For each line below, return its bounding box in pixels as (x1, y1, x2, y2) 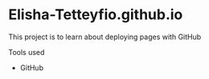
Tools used (8, 47, 45, 57)
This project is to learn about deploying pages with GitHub (8, 32, 202, 41)
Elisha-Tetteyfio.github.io (8, 6, 183, 24)
